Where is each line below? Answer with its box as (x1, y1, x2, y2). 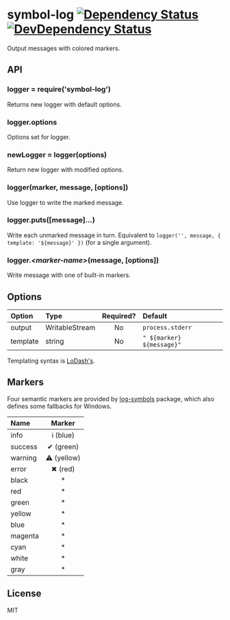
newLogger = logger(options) (7, 150, 107, 159)
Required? (101, 311, 136, 320)
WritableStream (45, 322, 96, 332)
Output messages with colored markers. (7, 44, 120, 52)
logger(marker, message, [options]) (7, 182, 129, 192)
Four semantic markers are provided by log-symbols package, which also (7, 394, 214, 403)
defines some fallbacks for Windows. (7, 402, 112, 410)
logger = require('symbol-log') (7, 84, 111, 94)
